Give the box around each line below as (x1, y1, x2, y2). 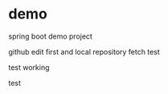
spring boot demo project (8, 31, 92, 41)
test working (8, 62, 50, 72)
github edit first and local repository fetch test (8, 47, 161, 56)
